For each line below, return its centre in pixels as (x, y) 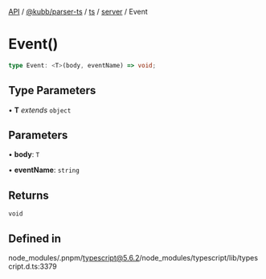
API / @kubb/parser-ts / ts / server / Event (78, 12)
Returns (29, 195)
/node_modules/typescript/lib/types (199, 258)
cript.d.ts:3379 (33, 267)
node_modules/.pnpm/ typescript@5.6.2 (74, 258)
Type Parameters (52, 90)
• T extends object (40, 110)
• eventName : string (44, 170)
